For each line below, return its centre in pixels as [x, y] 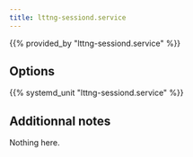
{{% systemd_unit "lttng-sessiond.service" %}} [96, 93]
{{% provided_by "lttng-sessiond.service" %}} [95, 43]
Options [32, 71]
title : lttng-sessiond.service [68, 17]
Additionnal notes [60, 121]
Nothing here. [35, 143]
